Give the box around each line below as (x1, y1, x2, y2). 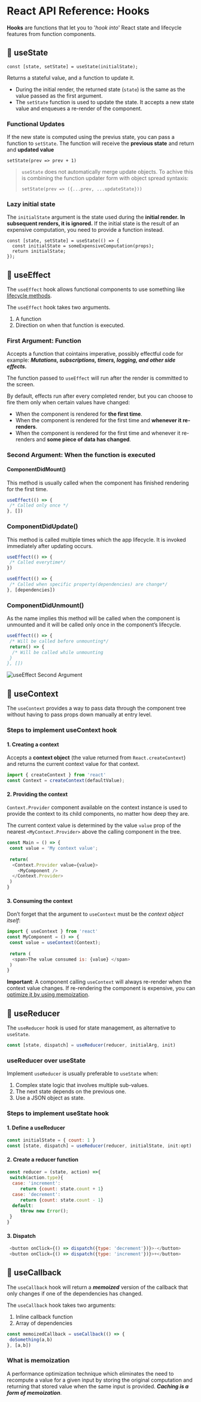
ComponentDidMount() (7, 465, 66, 473)
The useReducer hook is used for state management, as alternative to (7, 1024, 176, 1031)
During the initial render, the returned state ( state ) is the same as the (15, 86, 185, 93)
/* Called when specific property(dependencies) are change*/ (9, 582, 168, 588)
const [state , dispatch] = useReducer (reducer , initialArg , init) (7, 1042, 176, 1049)
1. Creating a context (7, 741, 59, 748)
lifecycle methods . (7, 292, 53, 299)
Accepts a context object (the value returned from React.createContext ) (7, 754, 186, 761)
